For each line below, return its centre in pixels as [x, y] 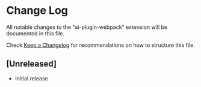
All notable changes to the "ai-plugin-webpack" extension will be [87, 27]
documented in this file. [36, 33]
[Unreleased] [32, 64]
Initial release [31, 78]
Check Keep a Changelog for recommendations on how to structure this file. [101, 45]
